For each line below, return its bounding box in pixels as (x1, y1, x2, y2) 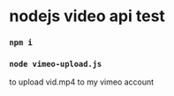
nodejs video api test (9, 6, 166, 26)
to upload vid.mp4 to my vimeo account (9, 77, 155, 87)
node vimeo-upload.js (9, 59, 102, 70)
